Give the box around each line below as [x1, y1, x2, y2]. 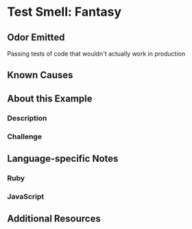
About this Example [7, 93, 93, 104]
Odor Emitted [7, 32, 65, 43]
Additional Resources [7, 213, 101, 225]
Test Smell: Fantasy [7, 4, 122, 20]
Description [7, 113, 47, 123]
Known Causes [7, 69, 73, 81]
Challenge [7, 132, 43, 141]
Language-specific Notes [7, 153, 119, 165]
